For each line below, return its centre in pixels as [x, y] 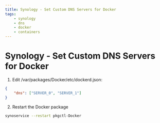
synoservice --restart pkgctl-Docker [43, 116]
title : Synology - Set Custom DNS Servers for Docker [61, 9]
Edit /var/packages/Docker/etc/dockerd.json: [57, 79]
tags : [10, 14]
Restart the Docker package [40, 107]
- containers [27, 32]
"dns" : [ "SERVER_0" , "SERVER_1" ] [48, 93]
